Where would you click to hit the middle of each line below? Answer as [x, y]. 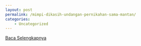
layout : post [19, 10]
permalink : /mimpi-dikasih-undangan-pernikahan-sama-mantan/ [71, 14]
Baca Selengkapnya [26, 38]
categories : [18, 19]
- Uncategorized [31, 24]
